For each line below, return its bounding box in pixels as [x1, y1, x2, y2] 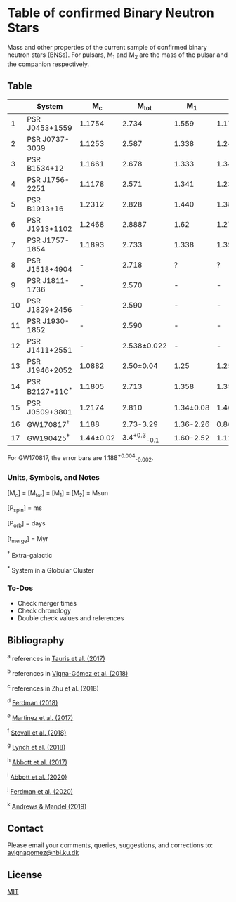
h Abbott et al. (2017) [7, 757, 68, 766]
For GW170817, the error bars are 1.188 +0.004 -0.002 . [7, 452, 154, 464]
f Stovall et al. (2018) [7, 727, 67, 737]
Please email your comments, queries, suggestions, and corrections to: [7, 841, 213, 849]
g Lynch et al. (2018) [7, 742, 66, 751]
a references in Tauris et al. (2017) [7, 653, 105, 662]
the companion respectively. [7, 60, 90, 68]
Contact [7, 822, 44, 834]
